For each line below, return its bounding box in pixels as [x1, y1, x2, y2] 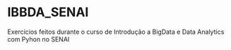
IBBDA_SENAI [7, 4, 89, 20]
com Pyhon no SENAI [7, 35, 70, 43]
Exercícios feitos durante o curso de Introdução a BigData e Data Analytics [7, 27, 225, 36]
